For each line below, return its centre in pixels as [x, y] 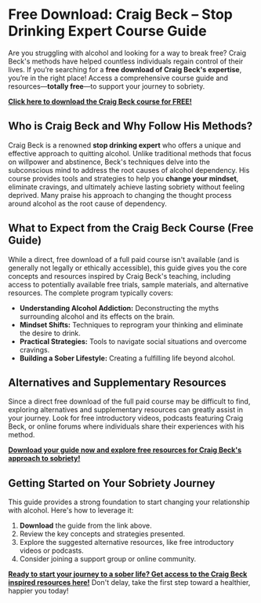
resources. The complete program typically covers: [91, 293]
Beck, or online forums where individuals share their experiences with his [126, 426]
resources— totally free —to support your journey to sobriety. [107, 86]
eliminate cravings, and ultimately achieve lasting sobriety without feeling [127, 187]
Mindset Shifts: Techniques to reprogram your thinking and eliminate [131, 324]
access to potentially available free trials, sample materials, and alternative [129, 284]
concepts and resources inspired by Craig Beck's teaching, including [120, 276]
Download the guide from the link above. [86, 526]
